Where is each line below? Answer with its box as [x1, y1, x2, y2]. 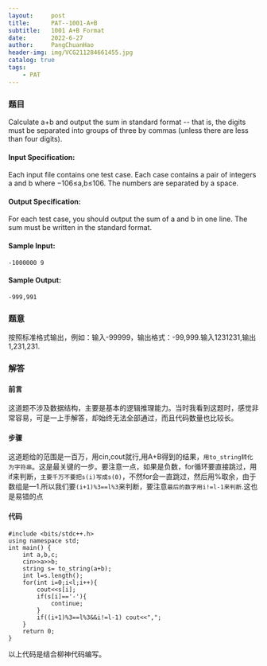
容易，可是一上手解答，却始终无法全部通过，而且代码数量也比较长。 [14, 413, 238, 423]
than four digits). [8, 134, 63, 143]
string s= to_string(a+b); [22, 564, 112, 573]
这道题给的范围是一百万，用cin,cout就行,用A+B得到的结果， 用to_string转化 [8, 452, 253, 462]
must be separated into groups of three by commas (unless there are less [8, 125, 249, 135]
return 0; [22, 627, 56, 635]
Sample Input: [8, 240, 56, 251]
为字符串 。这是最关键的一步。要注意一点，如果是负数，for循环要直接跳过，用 [8, 462, 257, 472]
